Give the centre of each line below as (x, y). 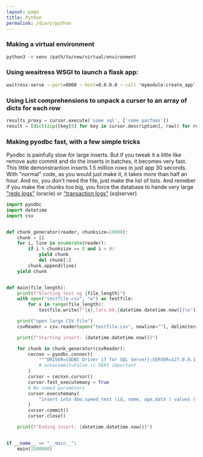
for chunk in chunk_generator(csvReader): (71, 349)
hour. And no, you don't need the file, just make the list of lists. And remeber (101, 181)
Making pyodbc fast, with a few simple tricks (73, 142)
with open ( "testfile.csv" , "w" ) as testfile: (76, 299)
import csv (20, 215)
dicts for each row (34, 108)
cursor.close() (47, 416)
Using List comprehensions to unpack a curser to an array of (97, 100)
